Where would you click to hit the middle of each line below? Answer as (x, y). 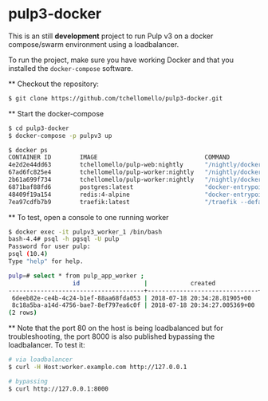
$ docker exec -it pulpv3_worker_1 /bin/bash (85, 232)
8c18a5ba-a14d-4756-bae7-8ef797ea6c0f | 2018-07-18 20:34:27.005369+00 (133, 305)
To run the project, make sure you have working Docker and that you (121, 60)
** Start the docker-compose (56, 113)
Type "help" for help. (46, 261)
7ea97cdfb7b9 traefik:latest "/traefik (123, 202)
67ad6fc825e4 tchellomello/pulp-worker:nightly (101, 172)
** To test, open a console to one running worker (89, 217)
